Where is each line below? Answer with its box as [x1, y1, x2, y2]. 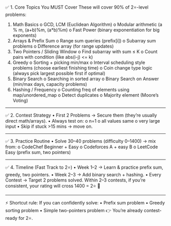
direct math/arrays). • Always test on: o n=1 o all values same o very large [5, 118, 160, 124]
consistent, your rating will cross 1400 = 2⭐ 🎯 [5, 183, 101, 189]
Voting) [12, 98, 28, 103]
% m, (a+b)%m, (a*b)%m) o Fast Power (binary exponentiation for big [12, 27, 160, 33]
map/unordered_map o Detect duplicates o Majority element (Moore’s [12, 92, 159, 98]
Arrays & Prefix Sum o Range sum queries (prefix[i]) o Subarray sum [12, 38, 156, 43]
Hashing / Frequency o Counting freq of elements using [12, 86, 130, 93]
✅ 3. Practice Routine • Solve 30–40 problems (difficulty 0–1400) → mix [5, 138, 156, 144]
